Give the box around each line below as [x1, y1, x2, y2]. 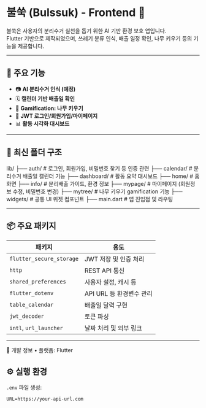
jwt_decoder [9, 313, 45, 320]
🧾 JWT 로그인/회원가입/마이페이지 [15, 112, 98, 120]
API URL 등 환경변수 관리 [85, 290, 153, 298]
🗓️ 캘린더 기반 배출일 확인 [15, 94, 75, 102]
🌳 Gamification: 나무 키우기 [15, 104, 84, 112]
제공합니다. [17, 42, 45, 50]
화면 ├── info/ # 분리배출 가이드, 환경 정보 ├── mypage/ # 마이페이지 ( [6, 180, 181, 187]
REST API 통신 [85, 266, 125, 275]
